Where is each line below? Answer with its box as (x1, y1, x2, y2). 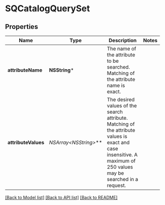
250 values (107, 164, 134, 170)
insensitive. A (107, 152, 138, 158)
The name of (107, 45, 137, 52)
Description (109, 37, 137, 44)
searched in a (107, 176, 138, 182)
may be (107, 170, 124, 177)
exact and (107, 139, 130, 146)
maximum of (107, 157, 136, 164)
